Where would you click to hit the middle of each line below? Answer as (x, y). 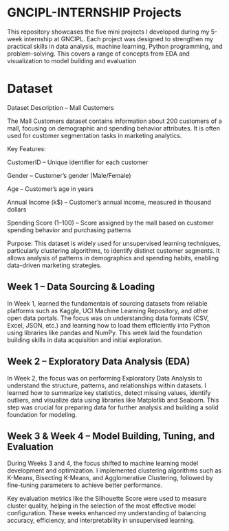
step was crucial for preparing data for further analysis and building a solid (113, 407)
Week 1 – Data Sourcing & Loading (81, 287)
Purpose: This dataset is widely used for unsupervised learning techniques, (114, 243)
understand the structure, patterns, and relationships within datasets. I (107, 385)
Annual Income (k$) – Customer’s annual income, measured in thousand (109, 202)
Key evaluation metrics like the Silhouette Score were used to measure (107, 499)
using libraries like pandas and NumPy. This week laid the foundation (105, 332)
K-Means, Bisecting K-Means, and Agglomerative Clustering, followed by (110, 478)
